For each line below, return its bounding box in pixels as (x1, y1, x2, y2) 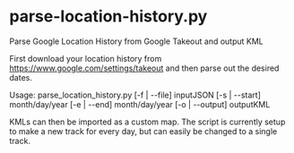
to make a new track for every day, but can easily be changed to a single (9, 125, 278, 136)
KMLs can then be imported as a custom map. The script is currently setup (9, 116, 286, 127)
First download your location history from (9, 53, 162, 64)
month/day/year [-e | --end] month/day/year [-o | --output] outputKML (9, 98, 271, 109)
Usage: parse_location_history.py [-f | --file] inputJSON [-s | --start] (9, 89, 262, 100)
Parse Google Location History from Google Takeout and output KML (9, 36, 264, 47)
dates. (9, 72, 33, 82)
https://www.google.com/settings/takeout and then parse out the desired (9, 63, 280, 73)
